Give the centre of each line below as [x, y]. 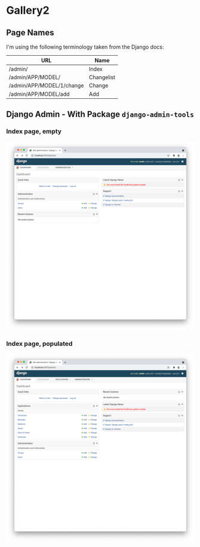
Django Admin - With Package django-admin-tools [100, 114]
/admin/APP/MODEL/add [39, 94]
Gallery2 [28, 10]
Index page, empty [34, 131]
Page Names [30, 33]
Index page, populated [39, 343]
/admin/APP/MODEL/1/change [46, 86]
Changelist [102, 77]
